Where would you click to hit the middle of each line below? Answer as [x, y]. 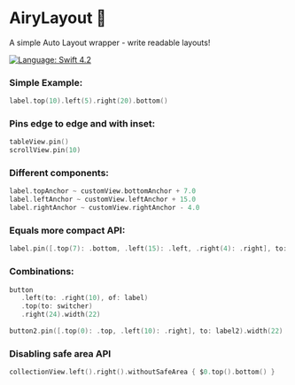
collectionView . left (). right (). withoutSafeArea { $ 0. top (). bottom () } [142, 372]
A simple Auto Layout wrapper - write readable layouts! [110, 42]
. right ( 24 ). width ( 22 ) [61, 315]
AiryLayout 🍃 [58, 18]
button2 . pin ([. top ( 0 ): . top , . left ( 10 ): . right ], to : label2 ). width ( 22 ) [146, 331]
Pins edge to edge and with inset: [82, 124]
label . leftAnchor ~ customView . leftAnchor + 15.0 [103, 200]
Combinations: [42, 272]
